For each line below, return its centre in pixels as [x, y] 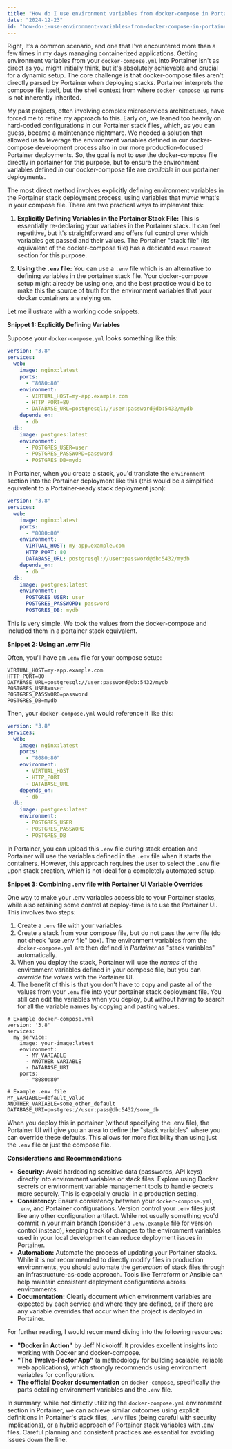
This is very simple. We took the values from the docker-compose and [107, 623]
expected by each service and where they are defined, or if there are [115, 1304]
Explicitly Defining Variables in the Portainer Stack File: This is [108, 219]
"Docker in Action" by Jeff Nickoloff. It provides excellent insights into [118, 1345]
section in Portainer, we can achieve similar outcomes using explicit [103, 1410]
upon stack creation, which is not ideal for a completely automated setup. [112, 870]
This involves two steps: [41, 912]
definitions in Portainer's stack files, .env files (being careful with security [112, 1417]
